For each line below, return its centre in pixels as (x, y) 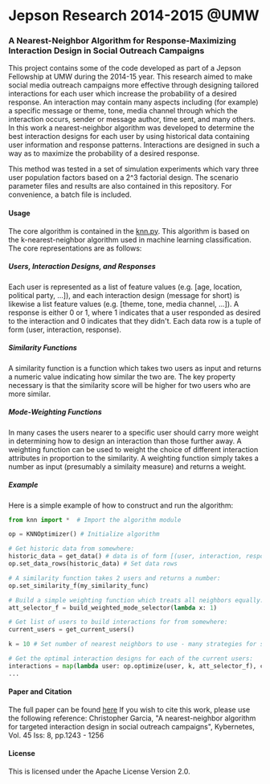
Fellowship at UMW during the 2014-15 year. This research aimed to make (131, 77)
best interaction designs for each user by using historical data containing (129, 137)
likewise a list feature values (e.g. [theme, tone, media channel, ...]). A (124, 304)
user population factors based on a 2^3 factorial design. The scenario (123, 178)
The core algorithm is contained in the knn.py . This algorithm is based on (129, 231)
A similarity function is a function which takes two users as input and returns (135, 368)
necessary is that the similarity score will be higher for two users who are (129, 385)
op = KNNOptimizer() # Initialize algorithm (84, 534)
